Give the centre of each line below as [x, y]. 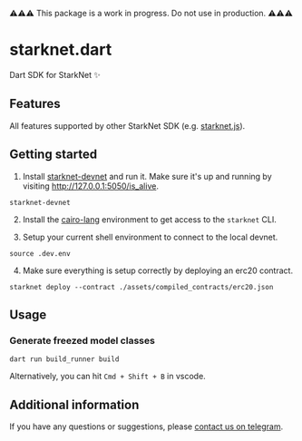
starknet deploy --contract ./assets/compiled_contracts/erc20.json [141, 287]
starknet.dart [61, 50]
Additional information [74, 404]
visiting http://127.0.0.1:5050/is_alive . [90, 186]
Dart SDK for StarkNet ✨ [55, 74]
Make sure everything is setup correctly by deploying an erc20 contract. [157, 270]
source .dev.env [40, 253]
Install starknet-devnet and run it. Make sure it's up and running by [147, 176]
